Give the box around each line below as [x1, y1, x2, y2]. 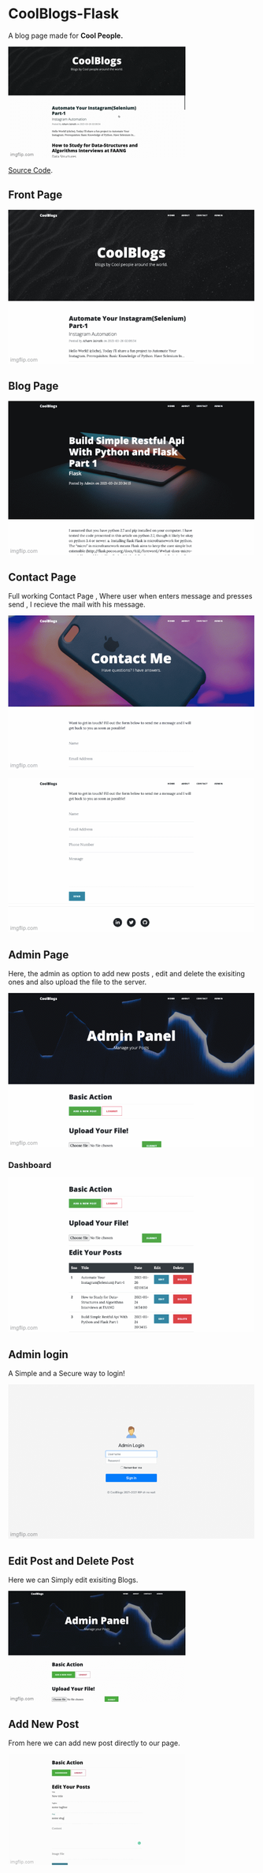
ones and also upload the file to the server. [8, 977, 147, 987]
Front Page [8, 188, 63, 202]
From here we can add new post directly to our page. [8, 1738, 180, 1748]
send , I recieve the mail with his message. [8, 600, 146, 610]
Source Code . [8, 165, 54, 174]
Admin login [8, 1348, 69, 1361]
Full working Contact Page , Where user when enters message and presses [8, 591, 253, 601]
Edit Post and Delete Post [8, 1554, 135, 1568]
